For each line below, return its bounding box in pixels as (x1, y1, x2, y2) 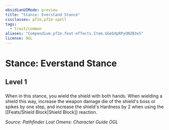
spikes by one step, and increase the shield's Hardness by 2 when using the (5, 104, 164, 110)
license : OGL (5, 36, 33, 41)
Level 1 (5, 78, 27, 86)
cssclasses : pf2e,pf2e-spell (5, 17, 67, 22)
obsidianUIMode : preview (5, 7, 58, 13)
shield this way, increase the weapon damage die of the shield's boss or (5, 99, 156, 105)
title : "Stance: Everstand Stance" (5, 12, 80, 17)
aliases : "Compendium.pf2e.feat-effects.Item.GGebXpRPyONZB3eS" (5, 31, 144, 36)
